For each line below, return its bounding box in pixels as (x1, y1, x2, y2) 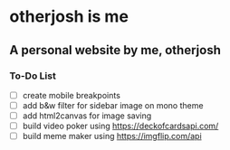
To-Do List (9, 70, 56, 82)
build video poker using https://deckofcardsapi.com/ (22, 120, 219, 132)
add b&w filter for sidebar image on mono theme (22, 99, 204, 110)
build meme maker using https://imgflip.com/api (22, 131, 202, 142)
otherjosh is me (9, 6, 129, 27)
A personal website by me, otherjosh (9, 42, 222, 58)
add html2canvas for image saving (22, 110, 152, 121)
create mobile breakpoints (22, 89, 120, 100)
